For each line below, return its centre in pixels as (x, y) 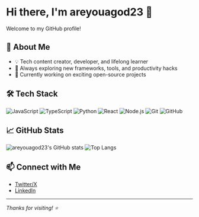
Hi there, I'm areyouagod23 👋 (79, 12)
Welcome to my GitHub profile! (44, 28)
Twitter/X (26, 184)
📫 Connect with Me (44, 167)
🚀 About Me (28, 47)
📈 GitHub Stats (35, 130)
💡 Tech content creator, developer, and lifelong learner (81, 61)
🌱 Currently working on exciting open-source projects (80, 74)
